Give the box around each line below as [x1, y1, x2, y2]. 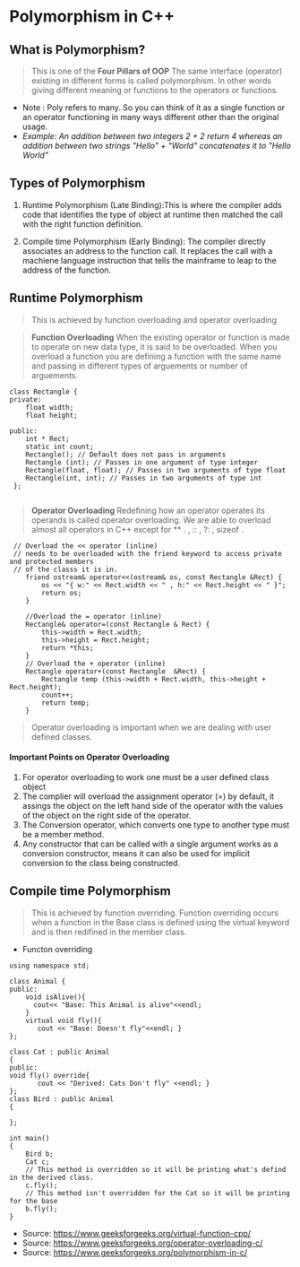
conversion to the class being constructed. [21, 857, 181, 868]
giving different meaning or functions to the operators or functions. [30, 85, 279, 95]
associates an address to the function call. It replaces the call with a [21, 245, 273, 256]
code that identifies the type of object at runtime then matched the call [21, 209, 284, 220]
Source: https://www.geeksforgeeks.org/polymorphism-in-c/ [21, 1246, 248, 1257]
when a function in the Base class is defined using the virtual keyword [30, 916, 289, 927]
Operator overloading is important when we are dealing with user [30, 722, 271, 733]
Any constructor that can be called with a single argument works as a [21, 838, 279, 849]
